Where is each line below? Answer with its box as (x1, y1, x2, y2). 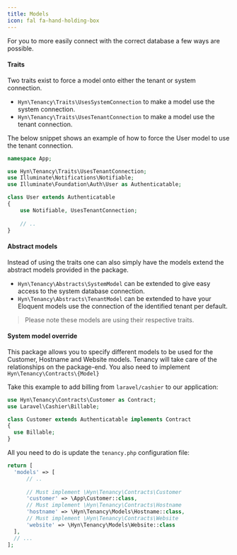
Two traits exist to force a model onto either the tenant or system (7, 76, 196, 84)
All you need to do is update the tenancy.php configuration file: (7, 449, 190, 457)
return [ (7, 462, 33, 469)
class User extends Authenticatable (7, 194, 115, 201)
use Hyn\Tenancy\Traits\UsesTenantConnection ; (7, 167, 147, 175)
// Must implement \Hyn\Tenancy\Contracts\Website (25, 515, 179, 522)
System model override (7, 331, 78, 341)
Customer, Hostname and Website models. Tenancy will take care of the (7, 355, 217, 363)
